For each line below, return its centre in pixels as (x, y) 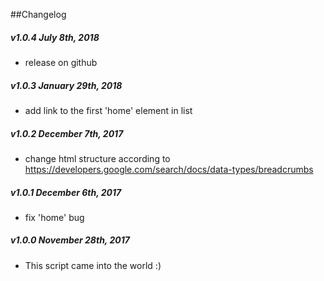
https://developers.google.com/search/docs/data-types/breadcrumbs (169, 169)
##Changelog (38, 14)
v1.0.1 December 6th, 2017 (66, 192)
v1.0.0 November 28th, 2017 (70, 240)
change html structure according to (97, 158)
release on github (61, 62)
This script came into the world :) (93, 265)
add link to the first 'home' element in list (108, 110)
